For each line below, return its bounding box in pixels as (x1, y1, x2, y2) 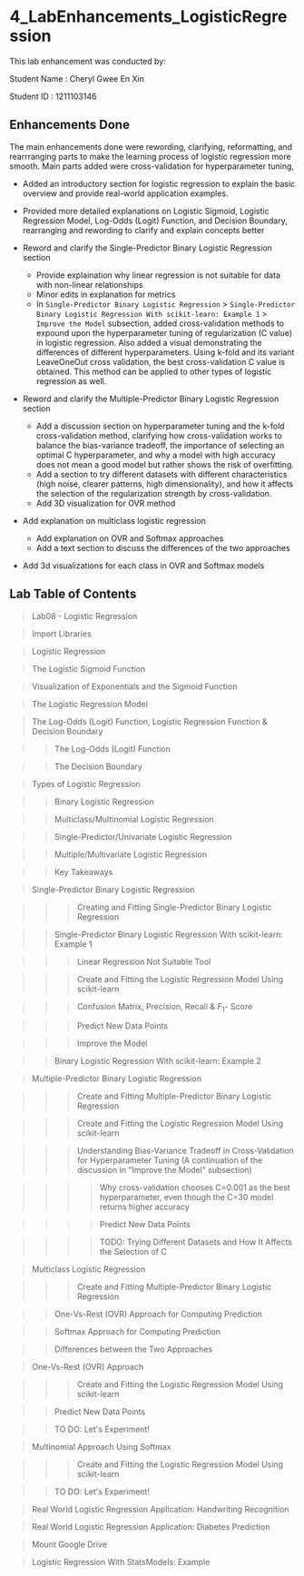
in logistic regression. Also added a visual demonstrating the (35, 337, 262, 348)
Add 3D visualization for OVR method (35, 497, 176, 508)
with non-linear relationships (35, 279, 143, 290)
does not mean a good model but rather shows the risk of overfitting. (35, 458, 295, 469)
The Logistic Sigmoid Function (31, 663, 146, 674)
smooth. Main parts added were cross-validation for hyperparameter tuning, (9, 161, 295, 172)
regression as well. (35, 375, 107, 387)
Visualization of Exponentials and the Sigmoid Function (31, 681, 238, 692)
